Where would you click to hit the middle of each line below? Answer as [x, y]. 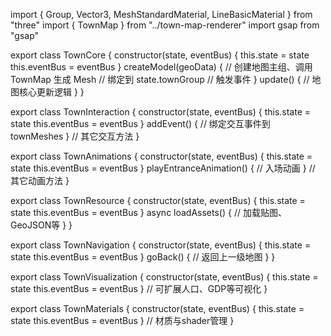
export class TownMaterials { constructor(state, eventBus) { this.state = [157, 308]
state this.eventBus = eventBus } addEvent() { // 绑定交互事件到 [140, 123]
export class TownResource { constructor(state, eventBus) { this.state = [158, 200]
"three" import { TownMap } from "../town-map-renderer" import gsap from [165, 25]
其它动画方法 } [40, 180]
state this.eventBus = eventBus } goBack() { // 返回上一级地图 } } [143, 257]
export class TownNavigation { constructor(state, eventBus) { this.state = [161, 245]
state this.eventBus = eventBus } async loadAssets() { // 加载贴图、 [148, 212]
